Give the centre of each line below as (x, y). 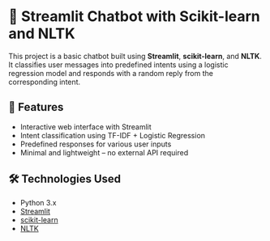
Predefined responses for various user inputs (96, 144)
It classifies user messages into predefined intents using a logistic (118, 65)
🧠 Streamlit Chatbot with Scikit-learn (135, 17)
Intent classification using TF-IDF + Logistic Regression (112, 135)
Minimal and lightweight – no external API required (104, 152)
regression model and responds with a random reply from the (111, 73)
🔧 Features (36, 107)
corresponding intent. (45, 82)
